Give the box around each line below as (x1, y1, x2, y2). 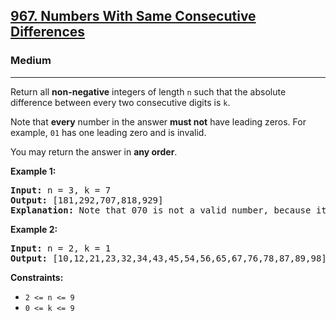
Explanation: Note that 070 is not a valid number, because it (10, 204, 327, 216)
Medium (10, 54, 52, 68)
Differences (10, 24, 86, 41)
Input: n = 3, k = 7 (10, 184, 112, 196)
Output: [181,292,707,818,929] (10, 194, 164, 206)
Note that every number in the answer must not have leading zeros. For (10, 115, 307, 128)
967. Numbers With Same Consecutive (10, 8, 257, 25)
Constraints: (10, 271, 64, 283)
